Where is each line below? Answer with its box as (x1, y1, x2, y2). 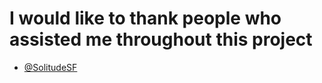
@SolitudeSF (23, 61, 78, 73)
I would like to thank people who (9, 7, 282, 30)
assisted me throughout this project (9, 28, 313, 51)
